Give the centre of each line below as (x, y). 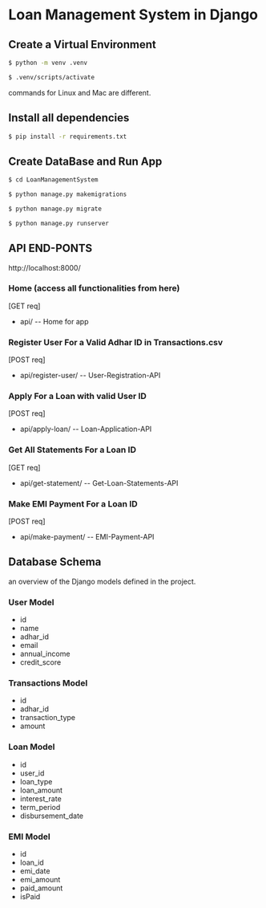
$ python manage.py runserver (59, 223)
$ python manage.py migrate (55, 209)
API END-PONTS (50, 248)
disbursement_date (52, 816)
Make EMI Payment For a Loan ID (73, 503)
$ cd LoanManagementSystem (53, 180)
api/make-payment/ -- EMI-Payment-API (87, 537)
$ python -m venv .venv (48, 63)
